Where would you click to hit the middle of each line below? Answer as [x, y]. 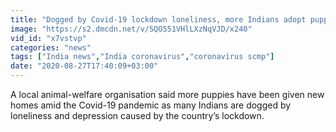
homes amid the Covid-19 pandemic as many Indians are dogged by [151, 105]
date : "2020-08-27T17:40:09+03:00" [84, 66]
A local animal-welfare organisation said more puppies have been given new [167, 94]
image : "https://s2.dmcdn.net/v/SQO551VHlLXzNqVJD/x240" [131, 29]
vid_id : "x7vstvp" [48, 38]
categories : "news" [51, 47]
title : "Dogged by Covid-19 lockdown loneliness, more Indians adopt [158, 19]
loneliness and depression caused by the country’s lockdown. [137, 115]
